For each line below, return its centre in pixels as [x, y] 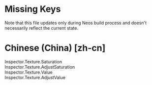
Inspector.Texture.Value [29, 72]
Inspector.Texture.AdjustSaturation [40, 67]
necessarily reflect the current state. [41, 28]
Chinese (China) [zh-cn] [55, 48]
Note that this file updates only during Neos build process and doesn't [76, 23]
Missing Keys [33, 9]
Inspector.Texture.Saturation [33, 62]
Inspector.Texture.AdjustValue [35, 77]
